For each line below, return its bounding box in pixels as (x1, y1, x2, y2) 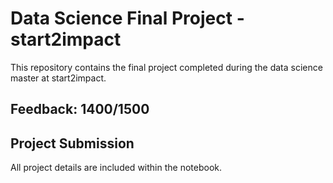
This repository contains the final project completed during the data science (10, 61, 323, 73)
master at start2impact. (10, 72, 107, 84)
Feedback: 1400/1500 (10, 101, 150, 118)
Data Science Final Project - (10, 7, 245, 30)
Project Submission (10, 135, 135, 152)
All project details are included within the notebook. (10, 162, 222, 174)
